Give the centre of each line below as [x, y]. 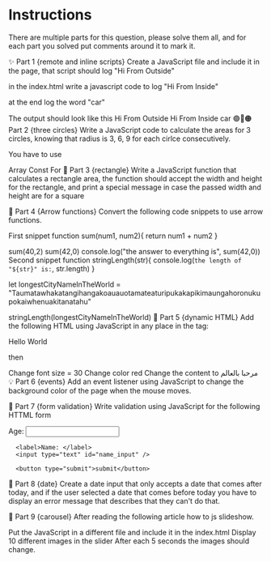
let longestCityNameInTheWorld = [65, 284]
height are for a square [47, 195]
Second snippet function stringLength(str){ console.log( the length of [125, 260]
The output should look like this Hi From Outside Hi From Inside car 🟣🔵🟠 [130, 118]
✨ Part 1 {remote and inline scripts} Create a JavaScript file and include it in [134, 62]
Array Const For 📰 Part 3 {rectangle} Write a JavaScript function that [123, 170]
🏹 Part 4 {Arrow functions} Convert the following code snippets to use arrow [136, 211]
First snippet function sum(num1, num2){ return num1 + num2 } [113, 236]
